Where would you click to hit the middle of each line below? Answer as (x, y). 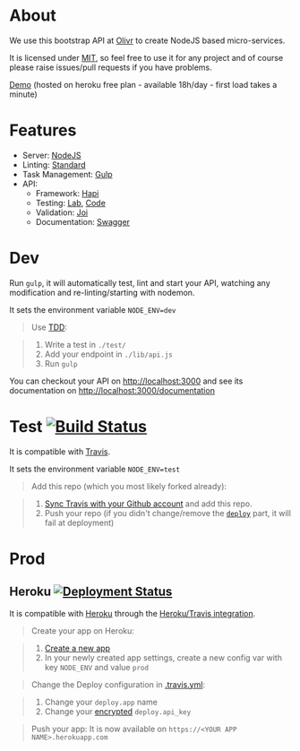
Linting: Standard (54, 164)
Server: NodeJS (52, 155)
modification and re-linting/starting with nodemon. (102, 292)
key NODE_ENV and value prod (97, 667)
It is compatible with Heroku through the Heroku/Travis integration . (133, 613)
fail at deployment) (79, 522)
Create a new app (77, 648)
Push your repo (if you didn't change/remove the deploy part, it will (167, 513)
